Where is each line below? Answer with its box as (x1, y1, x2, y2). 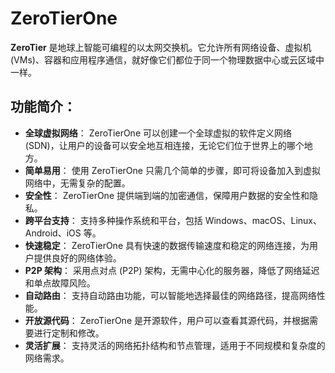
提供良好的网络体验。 (33, 252, 122, 264)
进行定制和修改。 (33, 327, 105, 339)
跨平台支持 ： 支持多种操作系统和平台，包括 (24, 214, 203, 226)
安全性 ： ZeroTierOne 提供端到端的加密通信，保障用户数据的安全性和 (24, 189, 310, 201)
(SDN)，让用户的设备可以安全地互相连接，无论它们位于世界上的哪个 (24, 139, 305, 151)
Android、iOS (24, 227, 82, 239)
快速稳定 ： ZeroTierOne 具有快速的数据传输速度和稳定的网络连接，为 (24, 239, 310, 251)
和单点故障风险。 (24, 277, 96, 289)
